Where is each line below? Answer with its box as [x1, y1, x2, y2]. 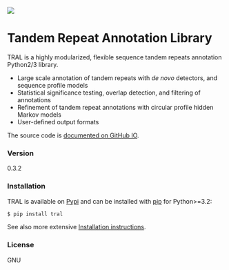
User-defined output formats [17, 117, 99, 126]
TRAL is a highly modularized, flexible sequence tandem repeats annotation [7, 52, 222, 61]
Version [7, 148, 34, 158]
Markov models [17, 110, 62, 119]
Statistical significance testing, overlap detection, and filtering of [17, 88, 201, 97]
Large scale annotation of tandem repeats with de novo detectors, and [17, 73, 218, 82]
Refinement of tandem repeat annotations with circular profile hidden [17, 103, 214, 111]
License [7, 240, 34, 250]
